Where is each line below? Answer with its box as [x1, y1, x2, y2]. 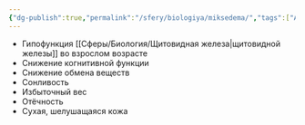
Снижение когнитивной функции [21, 57, 149, 68]
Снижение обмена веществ [21, 67, 130, 78]
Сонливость [21, 76, 69, 87]
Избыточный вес [21, 86, 87, 97]
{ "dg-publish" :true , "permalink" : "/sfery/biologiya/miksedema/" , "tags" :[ [8, 13, 290, 23]
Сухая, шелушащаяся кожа [21, 105, 128, 116]
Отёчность [21, 96, 65, 107]
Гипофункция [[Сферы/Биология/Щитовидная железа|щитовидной [21, 38, 281, 49]
